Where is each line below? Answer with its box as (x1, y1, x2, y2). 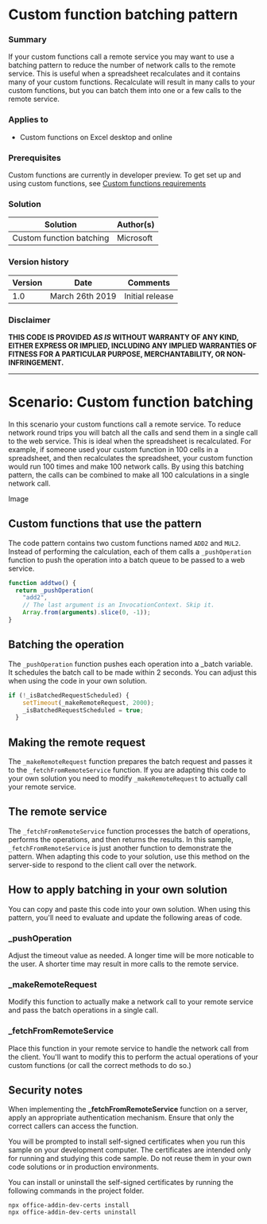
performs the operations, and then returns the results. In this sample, (8, 834, 234, 844)
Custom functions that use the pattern (8, 517, 202, 531)
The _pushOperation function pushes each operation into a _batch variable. (8, 659, 253, 669)
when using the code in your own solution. (8, 676, 147, 685)
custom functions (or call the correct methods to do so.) (8, 1060, 192, 1070)
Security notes (8, 1084, 83, 1097)
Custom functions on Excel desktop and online (19, 132, 172, 142)
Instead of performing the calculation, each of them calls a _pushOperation (8, 547, 252, 556)
